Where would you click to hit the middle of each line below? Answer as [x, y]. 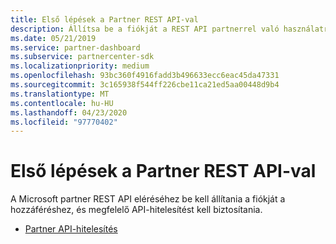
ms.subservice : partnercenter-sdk [82, 57]
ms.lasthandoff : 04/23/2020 [69, 112]
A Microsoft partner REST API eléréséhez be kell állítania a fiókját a [148, 199]
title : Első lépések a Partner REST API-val [104, 19]
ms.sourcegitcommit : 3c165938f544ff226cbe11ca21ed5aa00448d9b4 [145, 85]
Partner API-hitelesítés [71, 229]
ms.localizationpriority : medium [80, 66]
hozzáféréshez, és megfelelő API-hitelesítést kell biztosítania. [136, 210]
